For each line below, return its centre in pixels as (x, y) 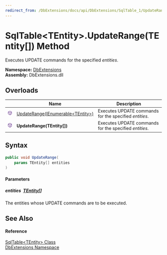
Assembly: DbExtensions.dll (34, 75)
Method (53, 46)
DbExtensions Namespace (32, 248)
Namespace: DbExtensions (33, 69)
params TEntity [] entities (42, 163)
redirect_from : (21, 10)
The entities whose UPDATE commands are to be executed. (66, 203)
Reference (16, 231)
